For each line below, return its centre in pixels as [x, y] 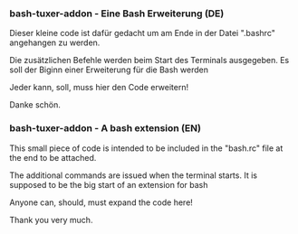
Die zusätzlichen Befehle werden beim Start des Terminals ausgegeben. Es [149, 61]
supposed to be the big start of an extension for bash [109, 184]
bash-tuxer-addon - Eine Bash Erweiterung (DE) [117, 14]
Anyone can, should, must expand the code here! [101, 202]
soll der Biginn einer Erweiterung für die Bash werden [109, 70]
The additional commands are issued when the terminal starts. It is [134, 175]
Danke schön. [35, 105]
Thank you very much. [51, 220]
